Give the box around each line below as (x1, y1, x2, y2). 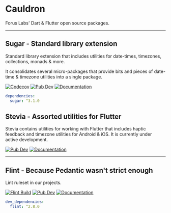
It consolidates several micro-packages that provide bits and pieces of (5, 68, 153, 74)
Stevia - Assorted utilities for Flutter (5, 112, 122, 121)
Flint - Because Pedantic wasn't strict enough (5, 166, 153, 175)
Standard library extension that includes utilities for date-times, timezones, (5, 53, 162, 59)
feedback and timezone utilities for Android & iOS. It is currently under (5, 131, 152, 138)
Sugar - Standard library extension (5, 39, 118, 48)
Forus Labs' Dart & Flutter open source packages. (5, 20, 109, 26)
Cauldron (5, 3, 45, 15)
